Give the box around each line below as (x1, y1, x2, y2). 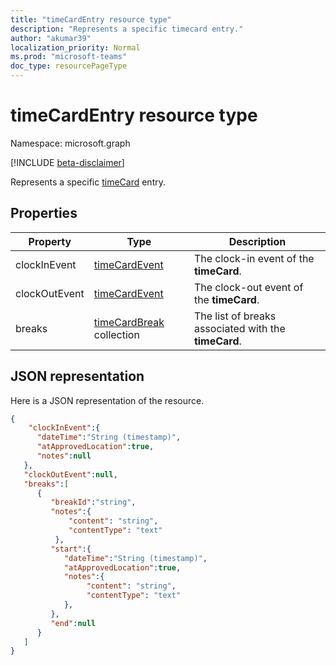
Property (28, 234, 72, 248)
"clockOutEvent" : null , (23, 469, 118, 480)
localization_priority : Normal (10, 42, 141, 53)
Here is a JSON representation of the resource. (10, 394, 205, 406)
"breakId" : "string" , (50, 497, 137, 508)
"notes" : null (36, 451, 92, 461)
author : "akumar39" (10, 33, 92, 43)
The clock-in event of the (193, 251, 315, 265)
